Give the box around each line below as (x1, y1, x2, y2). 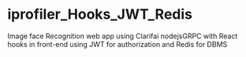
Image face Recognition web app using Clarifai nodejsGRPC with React (7, 31, 238, 41)
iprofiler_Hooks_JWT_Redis (7, 5, 192, 23)
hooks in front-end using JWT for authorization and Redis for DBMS (7, 39, 228, 48)
